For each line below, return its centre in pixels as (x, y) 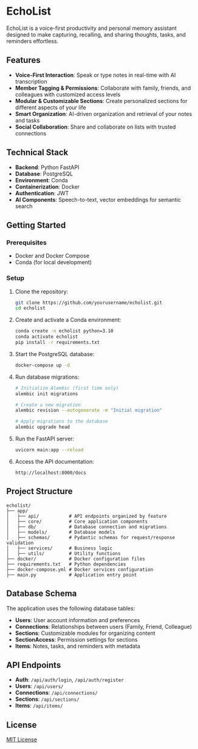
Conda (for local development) (53, 262)
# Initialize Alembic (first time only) (67, 388)
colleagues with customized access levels (68, 94)
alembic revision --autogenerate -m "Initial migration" (89, 410)
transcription (31, 81)
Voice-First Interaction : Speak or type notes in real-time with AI (95, 75)
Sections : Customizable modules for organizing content (85, 633)
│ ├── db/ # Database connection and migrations (87, 527)
